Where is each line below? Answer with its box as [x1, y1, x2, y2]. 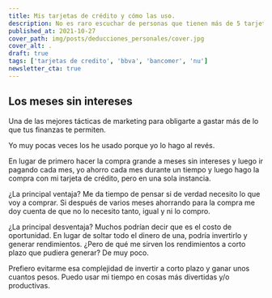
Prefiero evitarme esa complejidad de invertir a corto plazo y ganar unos [8, 263, 250, 273]
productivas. [8, 280, 50, 290]
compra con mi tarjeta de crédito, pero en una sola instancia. [8, 173, 212, 183]
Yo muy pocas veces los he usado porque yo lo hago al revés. [8, 140, 215, 150]
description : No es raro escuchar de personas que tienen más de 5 [8, 19, 241, 28]
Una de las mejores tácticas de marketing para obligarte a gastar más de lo [8, 116, 259, 126]
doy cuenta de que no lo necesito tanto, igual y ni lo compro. [8, 206, 210, 215]
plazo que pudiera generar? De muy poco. [8, 248, 150, 258]
